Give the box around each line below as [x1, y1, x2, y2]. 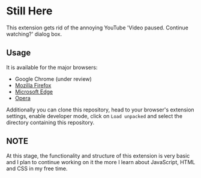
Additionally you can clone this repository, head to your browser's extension [6, 106, 194, 113]
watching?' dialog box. [6, 30, 62, 37]
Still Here [6, 4, 53, 18]
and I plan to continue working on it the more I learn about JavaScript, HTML [6, 158, 196, 165]
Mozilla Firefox [14, 82, 52, 89]
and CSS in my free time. [6, 165, 68, 172]
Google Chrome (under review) [14, 75, 92, 82]
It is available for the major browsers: [6, 64, 98, 71]
